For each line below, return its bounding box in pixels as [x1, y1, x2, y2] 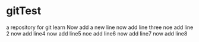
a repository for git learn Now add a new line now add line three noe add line [6, 24, 194, 31]
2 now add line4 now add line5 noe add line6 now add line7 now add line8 [6, 30, 188, 37]
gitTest [6, 4, 42, 18]
